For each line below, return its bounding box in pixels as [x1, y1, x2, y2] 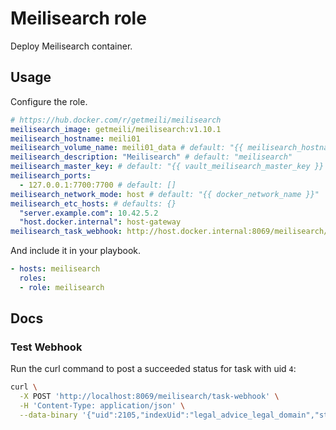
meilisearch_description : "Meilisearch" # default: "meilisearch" [10, 152, 293, 162]
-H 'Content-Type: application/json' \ [19, 401, 186, 411]
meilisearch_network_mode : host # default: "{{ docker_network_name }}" [10, 189, 320, 199]
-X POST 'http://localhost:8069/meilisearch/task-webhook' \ [19, 392, 280, 402]
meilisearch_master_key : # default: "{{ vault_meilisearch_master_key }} [10, 162, 325, 172]
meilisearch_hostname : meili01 [10, 133, 141, 144]
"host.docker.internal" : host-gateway [19, 217, 182, 227]
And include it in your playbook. [10, 245, 142, 257]
